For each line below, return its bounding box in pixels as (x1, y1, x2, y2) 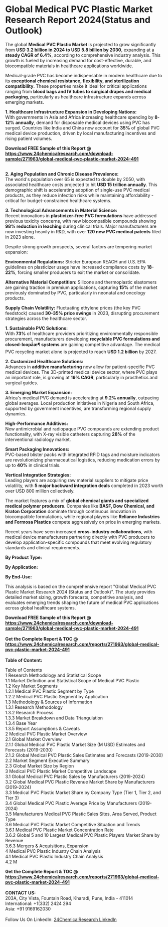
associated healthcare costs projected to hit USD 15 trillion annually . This (5, 182, 157, 188)
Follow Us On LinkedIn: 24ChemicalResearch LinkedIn (5, 916, 117, 922)
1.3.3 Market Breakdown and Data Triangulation (5, 715, 103, 721)
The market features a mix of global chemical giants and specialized (5, 498, 149, 504)
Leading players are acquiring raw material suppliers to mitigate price (5, 477, 149, 483)
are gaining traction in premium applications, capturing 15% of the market (5, 284, 157, 290)
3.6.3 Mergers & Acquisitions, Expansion (5, 843, 89, 849)
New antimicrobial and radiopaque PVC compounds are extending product (5, 425, 159, 432)
